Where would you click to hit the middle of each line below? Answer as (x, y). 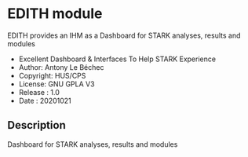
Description (36, 125)
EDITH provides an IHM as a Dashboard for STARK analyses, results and (124, 35)
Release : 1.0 (39, 92)
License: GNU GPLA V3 (57, 84)
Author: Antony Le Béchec (61, 67)
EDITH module (55, 14)
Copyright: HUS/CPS (52, 75)
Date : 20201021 (45, 100)
